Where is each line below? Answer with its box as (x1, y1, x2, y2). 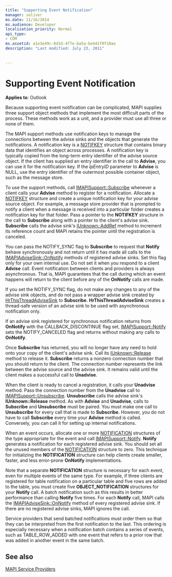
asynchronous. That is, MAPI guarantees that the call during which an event (5, 271, 166, 277)
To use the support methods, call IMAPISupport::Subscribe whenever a (5, 185, 156, 191)
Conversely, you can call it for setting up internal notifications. (5, 420, 137, 426)
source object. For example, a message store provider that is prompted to (5, 201, 161, 207)
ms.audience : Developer (5, 22, 56, 27)
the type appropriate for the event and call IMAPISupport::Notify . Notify (5, 436, 157, 442)
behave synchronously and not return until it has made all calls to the (5, 249, 151, 255)
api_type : (5, 31, 27, 37)
